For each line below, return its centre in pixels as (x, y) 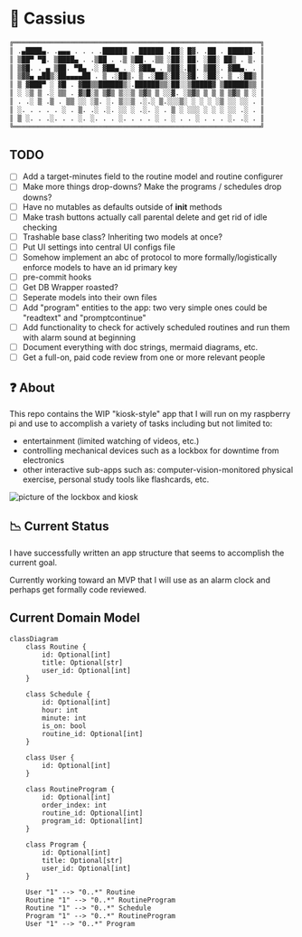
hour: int (60, 710)
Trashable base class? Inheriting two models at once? (123, 237)
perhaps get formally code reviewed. (78, 589)
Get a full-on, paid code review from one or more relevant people (144, 357)
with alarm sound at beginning (79, 337)
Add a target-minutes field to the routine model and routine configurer (152, 176)
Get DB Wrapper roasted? (71, 287)
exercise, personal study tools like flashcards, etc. (116, 479)
